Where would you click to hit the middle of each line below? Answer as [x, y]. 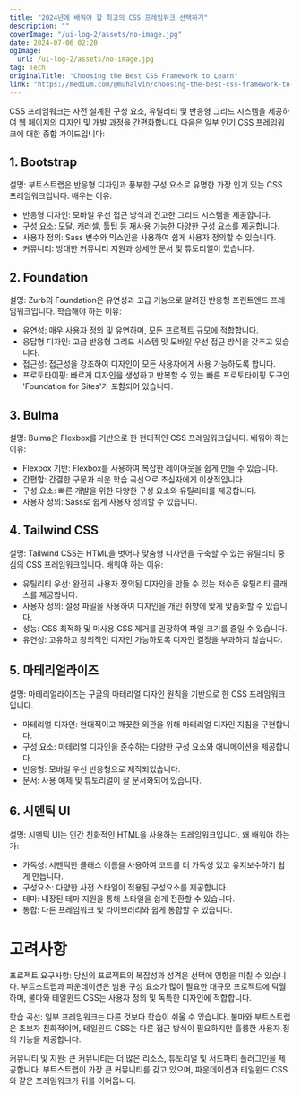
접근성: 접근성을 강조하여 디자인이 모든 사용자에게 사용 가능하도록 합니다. [149, 364]
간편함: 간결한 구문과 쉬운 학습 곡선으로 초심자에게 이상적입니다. [133, 480]
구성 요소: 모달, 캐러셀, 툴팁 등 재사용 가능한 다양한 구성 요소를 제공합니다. [151, 226]
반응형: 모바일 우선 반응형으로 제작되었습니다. [101, 768]
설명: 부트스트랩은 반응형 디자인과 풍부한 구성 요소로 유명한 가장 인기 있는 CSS [146, 185]
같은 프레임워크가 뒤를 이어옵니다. [77, 1081]
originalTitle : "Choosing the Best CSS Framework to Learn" [124, 76]
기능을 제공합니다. [50, 1039]
